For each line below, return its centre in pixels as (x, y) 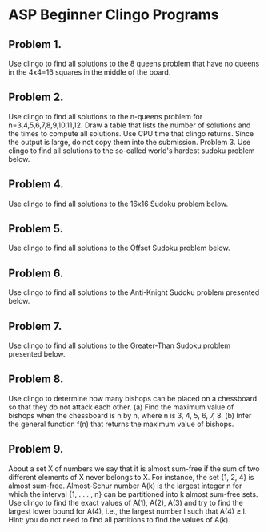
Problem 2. (36, 97)
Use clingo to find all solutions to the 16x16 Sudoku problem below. (118, 204)
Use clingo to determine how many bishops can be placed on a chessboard (133, 398)
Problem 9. (36, 449)
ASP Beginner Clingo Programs (114, 15)
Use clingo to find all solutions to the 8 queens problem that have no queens (134, 63)
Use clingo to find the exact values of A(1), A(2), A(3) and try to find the (126, 502)
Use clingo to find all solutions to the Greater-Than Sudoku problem (120, 345)
